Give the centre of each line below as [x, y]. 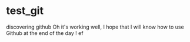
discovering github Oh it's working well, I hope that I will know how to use [95, 27]
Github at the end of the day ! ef [45, 33]
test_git [25, 11]
